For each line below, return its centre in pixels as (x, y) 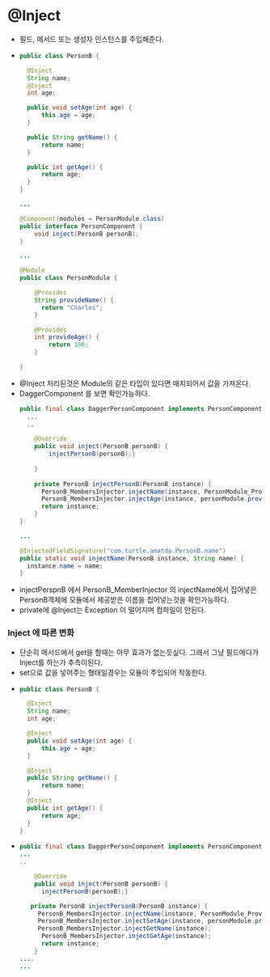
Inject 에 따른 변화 (41, 633)
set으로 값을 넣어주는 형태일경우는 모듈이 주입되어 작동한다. (113, 672)
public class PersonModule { (68, 278)
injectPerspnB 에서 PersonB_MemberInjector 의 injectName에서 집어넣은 (138, 590)
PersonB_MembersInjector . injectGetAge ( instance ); (126, 937)
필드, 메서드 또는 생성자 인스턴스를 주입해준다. (92, 39)
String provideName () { (74, 300)
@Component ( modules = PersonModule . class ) (92, 218)
